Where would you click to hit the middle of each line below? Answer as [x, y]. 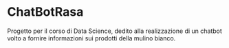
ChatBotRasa [45, 12]
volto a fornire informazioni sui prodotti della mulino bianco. [91, 38]
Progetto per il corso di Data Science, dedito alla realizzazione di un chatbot [115, 31]
